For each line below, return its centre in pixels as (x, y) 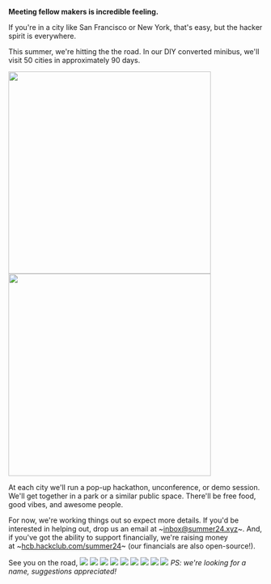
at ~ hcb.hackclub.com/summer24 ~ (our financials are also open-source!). (132, 546)
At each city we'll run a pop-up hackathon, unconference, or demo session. (134, 487)
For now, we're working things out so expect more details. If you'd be (124, 520)
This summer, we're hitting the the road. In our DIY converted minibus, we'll (134, 51)
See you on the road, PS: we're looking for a (127, 563)
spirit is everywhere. (42, 36)
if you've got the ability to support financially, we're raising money (118, 537)
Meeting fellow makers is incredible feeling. (84, 12)
